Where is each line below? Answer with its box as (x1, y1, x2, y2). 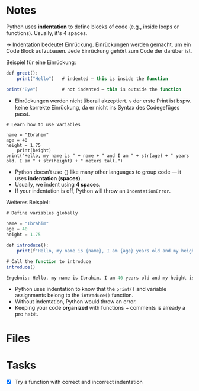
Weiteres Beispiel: (6, 198, 50, 206)
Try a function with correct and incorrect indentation (14, 378, 143, 385)
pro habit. (14, 310, 38, 318)
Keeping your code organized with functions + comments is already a (14, 305, 185, 312)
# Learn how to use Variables (6, 121, 81, 127)
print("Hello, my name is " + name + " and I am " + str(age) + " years (6, 152, 190, 159)
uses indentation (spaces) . (14, 174, 82, 181)
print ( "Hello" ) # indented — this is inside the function (17, 75, 168, 82)
